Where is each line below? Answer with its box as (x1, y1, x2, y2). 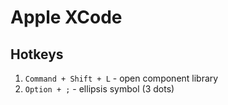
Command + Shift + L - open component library (24, 72, 219, 84)
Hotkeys (10, 46, 64, 63)
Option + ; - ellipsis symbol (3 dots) (24, 83, 175, 95)
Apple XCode (10, 6, 123, 29)
